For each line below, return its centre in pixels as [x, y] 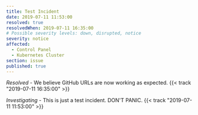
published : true [26, 66]
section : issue [25, 60]
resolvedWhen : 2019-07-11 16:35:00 [50, 28]
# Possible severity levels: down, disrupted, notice [74, 33]
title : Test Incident [33, 11]
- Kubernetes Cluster [38, 55]
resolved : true [25, 22]
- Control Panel [31, 50]
